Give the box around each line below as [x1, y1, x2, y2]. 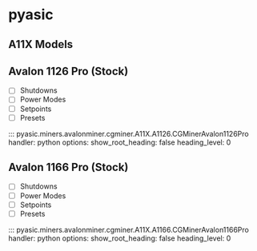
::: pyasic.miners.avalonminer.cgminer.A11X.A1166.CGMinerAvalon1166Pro [8, 225, 250, 234]
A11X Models [8, 38, 74, 51]
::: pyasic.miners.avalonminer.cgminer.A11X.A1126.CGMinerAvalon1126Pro [8, 129, 250, 138]
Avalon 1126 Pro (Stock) [8, 64, 129, 78]
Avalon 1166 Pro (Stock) [8, 161, 129, 174]
